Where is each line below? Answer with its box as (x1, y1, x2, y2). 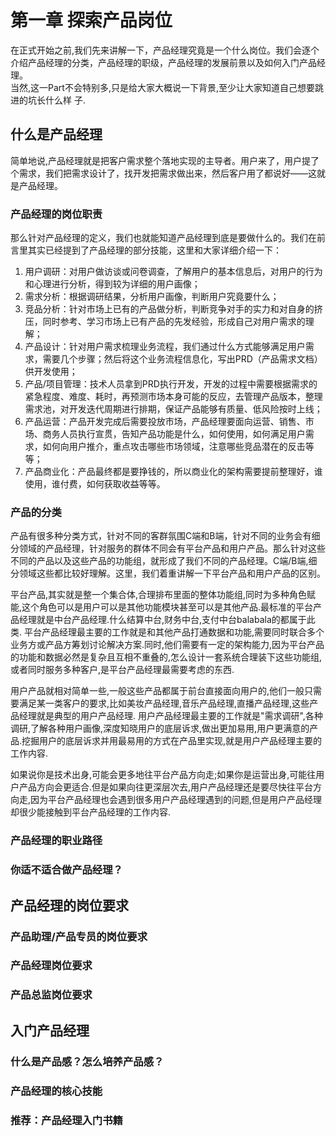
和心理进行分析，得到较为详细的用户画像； (24, 278, 201, 290)
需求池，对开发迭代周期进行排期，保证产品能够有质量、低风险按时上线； (24, 403, 323, 415)
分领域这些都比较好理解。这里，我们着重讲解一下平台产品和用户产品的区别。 (10, 567, 326, 580)
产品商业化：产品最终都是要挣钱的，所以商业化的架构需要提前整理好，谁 (24, 466, 323, 478)
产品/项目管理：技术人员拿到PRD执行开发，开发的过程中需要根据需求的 (24, 378, 318, 390)
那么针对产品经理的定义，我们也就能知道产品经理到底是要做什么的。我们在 (10, 232, 317, 244)
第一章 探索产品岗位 (10, 9, 173, 32)
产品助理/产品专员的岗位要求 (10, 929, 148, 943)
